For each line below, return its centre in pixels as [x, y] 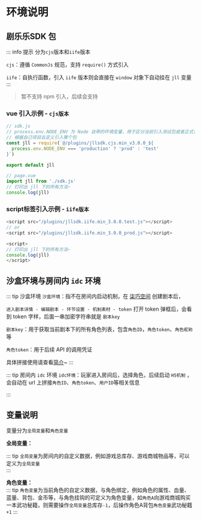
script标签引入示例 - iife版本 [48, 209]
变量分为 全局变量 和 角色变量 [37, 430]
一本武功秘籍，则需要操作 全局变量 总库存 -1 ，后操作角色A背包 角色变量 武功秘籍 [99, 505]
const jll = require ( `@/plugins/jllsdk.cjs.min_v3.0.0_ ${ [80, 143]
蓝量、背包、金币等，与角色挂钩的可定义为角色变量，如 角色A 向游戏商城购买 [98, 497]
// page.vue [21, 176]
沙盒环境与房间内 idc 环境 [54, 280]
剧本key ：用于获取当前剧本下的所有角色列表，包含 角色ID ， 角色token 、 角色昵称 [100, 329]
